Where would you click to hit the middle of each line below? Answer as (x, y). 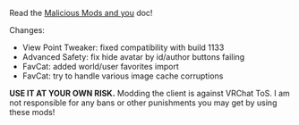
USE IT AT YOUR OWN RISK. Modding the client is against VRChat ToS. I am (150, 93)
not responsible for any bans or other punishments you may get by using (143, 103)
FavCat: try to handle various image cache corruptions (123, 76)
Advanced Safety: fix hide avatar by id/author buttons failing (133, 57)
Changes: (27, 30)
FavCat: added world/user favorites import (100, 67)
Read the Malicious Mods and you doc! (81, 13)
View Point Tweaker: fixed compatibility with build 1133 (123, 47)
